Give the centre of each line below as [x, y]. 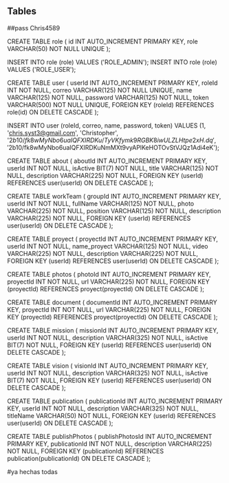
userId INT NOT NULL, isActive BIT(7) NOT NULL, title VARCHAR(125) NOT [113, 168]
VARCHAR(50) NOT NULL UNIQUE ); [59, 48]
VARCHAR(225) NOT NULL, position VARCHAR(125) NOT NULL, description [114, 210]
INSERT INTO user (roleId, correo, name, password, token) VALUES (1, [107, 125]
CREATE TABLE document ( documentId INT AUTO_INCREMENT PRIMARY [112, 302]
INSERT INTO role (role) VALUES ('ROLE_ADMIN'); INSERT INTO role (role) [112, 62]
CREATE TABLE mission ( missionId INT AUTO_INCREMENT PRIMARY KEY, [113, 330]
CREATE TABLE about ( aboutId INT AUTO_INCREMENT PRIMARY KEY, [107, 161]
